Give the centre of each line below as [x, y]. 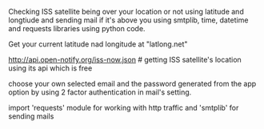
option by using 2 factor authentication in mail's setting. [100, 92]
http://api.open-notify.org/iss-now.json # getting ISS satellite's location [125, 60]
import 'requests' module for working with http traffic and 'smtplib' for [124, 108]
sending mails [31, 116]
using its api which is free [50, 68]
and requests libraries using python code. [77, 28]
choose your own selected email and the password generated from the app [132, 84]
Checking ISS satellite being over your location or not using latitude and [126, 12]
